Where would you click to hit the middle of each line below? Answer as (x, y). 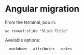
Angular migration (42, 9)
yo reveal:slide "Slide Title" (36, 31)
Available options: (23, 40)
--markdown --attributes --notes (39, 49)
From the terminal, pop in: (31, 22)
